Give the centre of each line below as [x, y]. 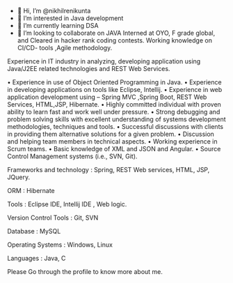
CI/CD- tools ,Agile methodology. [65, 48]
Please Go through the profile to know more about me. [85, 271]
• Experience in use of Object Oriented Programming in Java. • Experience [114, 82]
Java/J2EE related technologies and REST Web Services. [89, 69]
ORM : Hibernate [31, 191]
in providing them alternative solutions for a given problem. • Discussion [111, 134]
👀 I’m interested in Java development [70, 18]
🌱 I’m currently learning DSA [58, 25]
